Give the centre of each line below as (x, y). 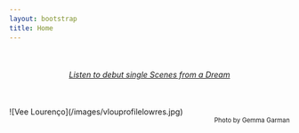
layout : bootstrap (43, 19)
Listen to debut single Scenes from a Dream (149, 74)
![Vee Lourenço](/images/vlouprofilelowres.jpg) (96, 112)
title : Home (31, 28)
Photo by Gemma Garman (252, 120)
